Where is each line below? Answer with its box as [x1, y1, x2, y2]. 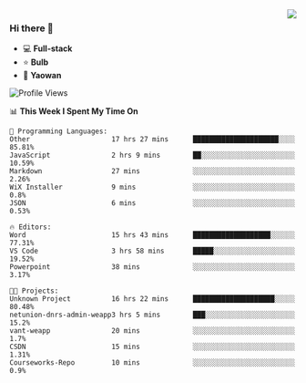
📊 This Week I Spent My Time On [9, 106, 138, 117]
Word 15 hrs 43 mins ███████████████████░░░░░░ [9, 231, 296, 240]
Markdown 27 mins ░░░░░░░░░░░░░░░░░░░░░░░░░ [9, 167, 296, 176]
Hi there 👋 [9, 22, 55, 35]
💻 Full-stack [22, 43, 73, 54]
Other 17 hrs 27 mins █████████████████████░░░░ [9, 135, 296, 144]
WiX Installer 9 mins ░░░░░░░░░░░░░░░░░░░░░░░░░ [9, 182, 296, 192]
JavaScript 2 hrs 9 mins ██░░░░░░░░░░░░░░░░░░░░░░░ [9, 150, 296, 160]
